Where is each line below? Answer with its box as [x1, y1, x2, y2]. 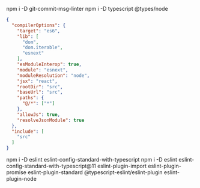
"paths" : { [17, 95, 44, 101]
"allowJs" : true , [17, 111, 61, 118]
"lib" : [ [17, 33, 39, 40]
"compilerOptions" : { [11, 22, 66, 28]
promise [6, 169, 27, 176]
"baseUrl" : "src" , [17, 89, 63, 96]
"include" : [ [11, 129, 44, 135]
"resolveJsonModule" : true [17, 117, 85, 123]
